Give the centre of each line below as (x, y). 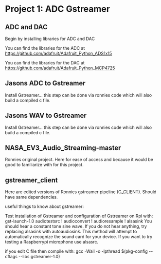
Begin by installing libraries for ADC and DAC (50, 39)
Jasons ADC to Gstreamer (45, 83)
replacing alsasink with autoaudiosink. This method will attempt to (71, 232)
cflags (11, 257)
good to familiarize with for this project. (44, 165)
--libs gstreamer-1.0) (39, 257)
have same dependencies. (31, 197)
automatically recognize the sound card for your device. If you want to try (79, 237)
